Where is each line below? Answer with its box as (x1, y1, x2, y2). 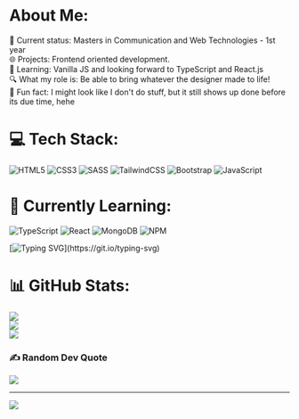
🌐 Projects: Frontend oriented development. (9, 53, 171, 64)
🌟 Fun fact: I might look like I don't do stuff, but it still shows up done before (9, 86, 287, 97)
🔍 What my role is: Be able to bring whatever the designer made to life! (9, 73, 271, 85)
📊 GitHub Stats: (9, 275, 131, 295)
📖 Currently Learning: (9, 196, 172, 217)
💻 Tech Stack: (9, 129, 119, 150)
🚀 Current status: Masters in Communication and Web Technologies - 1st (9, 35, 276, 45)
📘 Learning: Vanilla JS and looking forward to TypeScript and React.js (9, 63, 264, 74)
